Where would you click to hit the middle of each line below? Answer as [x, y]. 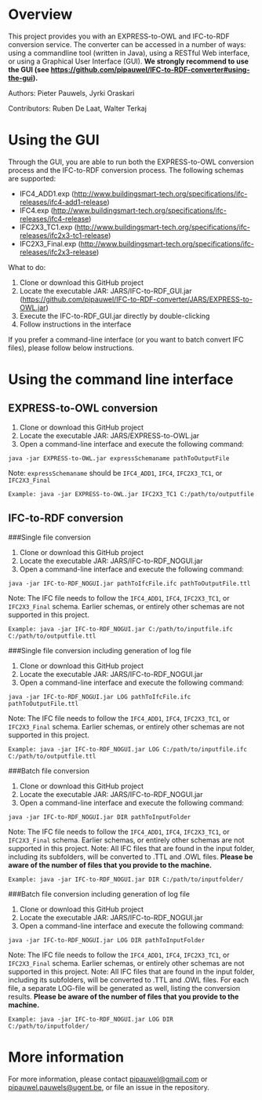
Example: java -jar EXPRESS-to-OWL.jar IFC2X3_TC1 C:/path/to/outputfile [131, 494]
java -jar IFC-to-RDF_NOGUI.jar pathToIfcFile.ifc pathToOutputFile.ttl [129, 583]
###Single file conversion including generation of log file [100, 650]
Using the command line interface [121, 380]
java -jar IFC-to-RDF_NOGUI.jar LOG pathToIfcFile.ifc [100, 696]
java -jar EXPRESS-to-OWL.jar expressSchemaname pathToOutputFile [119, 458]
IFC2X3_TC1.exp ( [48, 227]
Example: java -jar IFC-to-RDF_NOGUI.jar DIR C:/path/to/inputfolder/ [126, 879]
